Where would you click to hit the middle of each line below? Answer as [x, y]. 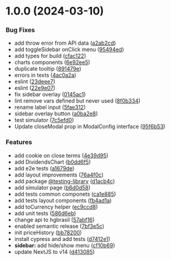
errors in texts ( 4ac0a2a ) [45, 75]
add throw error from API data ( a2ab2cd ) [65, 43]
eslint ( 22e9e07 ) [35, 88]
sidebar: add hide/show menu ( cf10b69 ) [65, 245]
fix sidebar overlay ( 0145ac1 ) [50, 94]
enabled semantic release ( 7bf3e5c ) [59, 226]
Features [19, 142]
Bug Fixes [20, 30]
